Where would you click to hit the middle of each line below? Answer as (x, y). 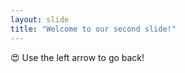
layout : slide (40, 19)
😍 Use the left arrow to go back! (77, 57)
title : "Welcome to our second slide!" (93, 29)
